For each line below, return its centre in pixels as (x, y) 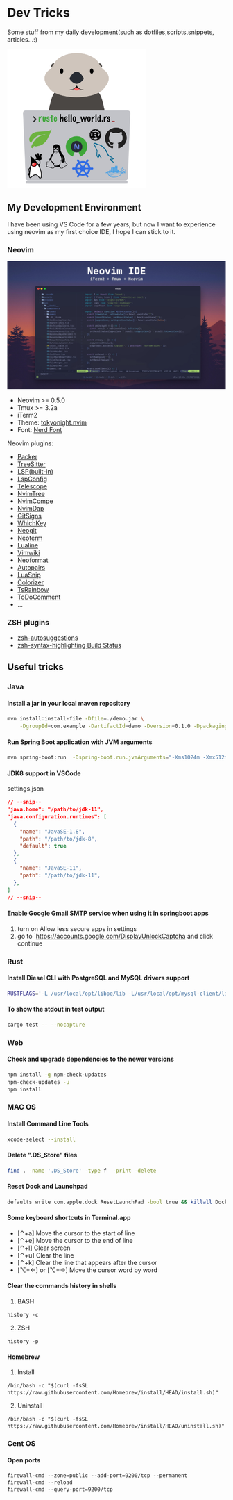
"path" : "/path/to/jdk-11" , (60, 875)
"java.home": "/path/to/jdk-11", (55, 810)
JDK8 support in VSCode (44, 773)
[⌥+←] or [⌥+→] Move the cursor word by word (87, 1270)
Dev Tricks (39, 13)
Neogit (27, 531)
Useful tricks (36, 667)
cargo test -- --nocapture (46, 1025)
